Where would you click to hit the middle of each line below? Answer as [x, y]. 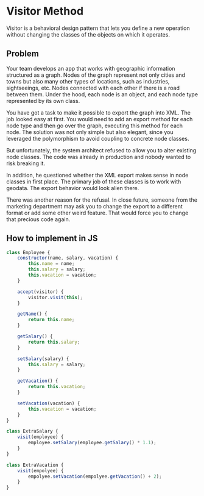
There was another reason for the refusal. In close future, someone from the [102, 200]
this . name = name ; [51, 264]
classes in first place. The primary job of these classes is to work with [94, 182]
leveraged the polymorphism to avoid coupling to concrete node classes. [98, 138]
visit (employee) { [40, 437]
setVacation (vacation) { [49, 403]
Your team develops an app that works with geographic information [91, 68]
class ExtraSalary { [33, 431]
